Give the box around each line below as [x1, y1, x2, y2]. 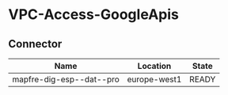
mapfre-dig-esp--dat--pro [12, 74, 120, 85]
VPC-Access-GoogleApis [8, 6, 180, 24]
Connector [8, 37, 63, 51]
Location [137, 61, 172, 71]
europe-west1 [127, 74, 182, 85]
